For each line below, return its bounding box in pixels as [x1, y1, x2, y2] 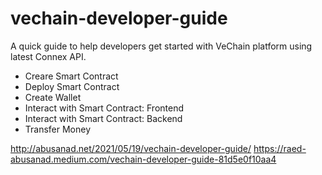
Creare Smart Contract [24, 70, 119, 82]
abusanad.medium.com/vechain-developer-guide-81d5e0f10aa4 [10, 153, 277, 165]
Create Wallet [24, 91, 82, 103]
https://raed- [253, 142, 307, 154]
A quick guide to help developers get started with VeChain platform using [10, 40, 313, 52]
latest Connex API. [10, 50, 87, 62]
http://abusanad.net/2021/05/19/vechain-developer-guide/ [10, 142, 252, 154]
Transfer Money [24, 123, 92, 135]
